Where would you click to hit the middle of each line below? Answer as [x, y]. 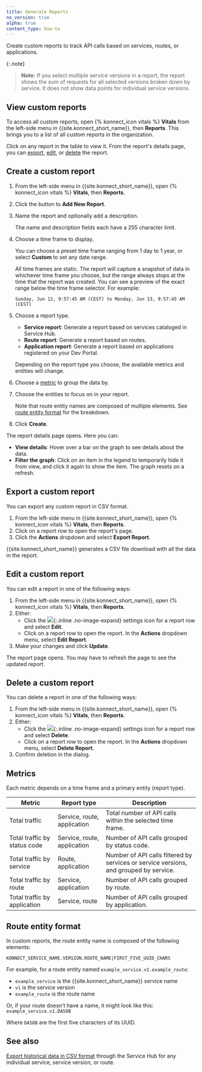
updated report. [26, 664]
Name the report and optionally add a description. [77, 216]
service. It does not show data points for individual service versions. [106, 89]
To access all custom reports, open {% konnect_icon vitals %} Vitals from [98, 122]
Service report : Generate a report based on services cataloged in [106, 327]
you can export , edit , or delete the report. [57, 153]
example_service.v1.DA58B [38, 1011]
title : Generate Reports [37, 12]
